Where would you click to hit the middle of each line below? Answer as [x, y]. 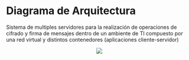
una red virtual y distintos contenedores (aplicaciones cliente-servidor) [92, 39]
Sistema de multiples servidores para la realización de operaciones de [92, 27]
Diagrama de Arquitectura [71, 11]
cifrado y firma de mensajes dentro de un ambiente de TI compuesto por [94, 33]
